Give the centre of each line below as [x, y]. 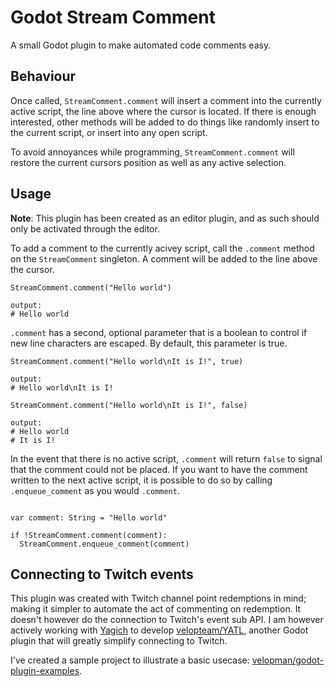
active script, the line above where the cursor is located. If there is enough [163, 111]
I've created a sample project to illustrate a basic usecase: [130, 660]
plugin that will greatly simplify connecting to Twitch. [119, 641]
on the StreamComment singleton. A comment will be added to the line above [164, 258]
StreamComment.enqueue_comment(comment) [104, 544]
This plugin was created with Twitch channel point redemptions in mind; [158, 598]
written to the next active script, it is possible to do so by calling [141, 480]
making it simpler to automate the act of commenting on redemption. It [156, 609]
